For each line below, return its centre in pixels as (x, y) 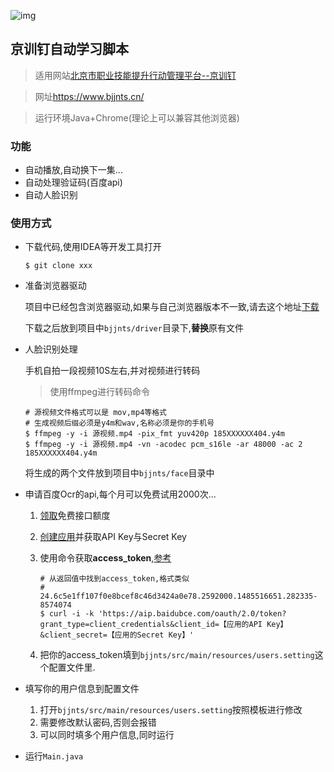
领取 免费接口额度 (75, 516)
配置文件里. (72, 667)
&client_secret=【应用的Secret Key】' (117, 635)
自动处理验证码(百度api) (73, 182)
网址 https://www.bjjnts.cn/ (89, 96)
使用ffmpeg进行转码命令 (99, 392)
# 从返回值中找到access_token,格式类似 (114, 579)
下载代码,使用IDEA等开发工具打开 (93, 247)
